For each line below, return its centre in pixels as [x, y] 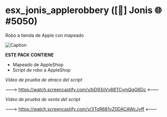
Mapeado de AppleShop [38, 65]
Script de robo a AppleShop [41, 70]
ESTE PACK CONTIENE [30, 54]
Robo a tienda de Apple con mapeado [45, 35]
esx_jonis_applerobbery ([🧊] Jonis [79, 10]
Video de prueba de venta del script [43, 99]
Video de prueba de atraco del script [44, 80]
